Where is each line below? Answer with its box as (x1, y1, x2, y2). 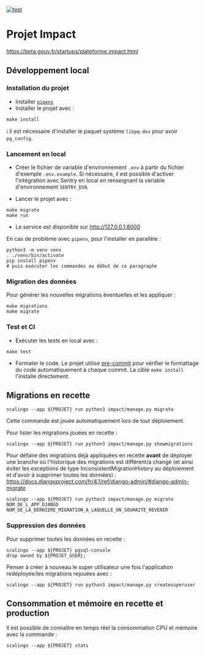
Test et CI (6, 323, 35, 331)
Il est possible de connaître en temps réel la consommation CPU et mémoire (6, 624, 198, 632)
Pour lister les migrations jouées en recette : (6, 429, 117, 436)
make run (6, 212, 29, 218)
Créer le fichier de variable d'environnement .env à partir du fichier (15, 163, 185, 171)
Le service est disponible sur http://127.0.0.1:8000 (15, 223, 141, 230)
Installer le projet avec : (15, 104, 75, 112)
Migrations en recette (6, 390, 91, 401)
